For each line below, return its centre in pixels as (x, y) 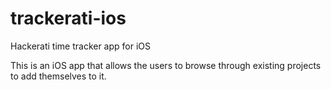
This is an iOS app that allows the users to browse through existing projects (166, 65)
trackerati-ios (68, 18)
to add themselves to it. (58, 76)
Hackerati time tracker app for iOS (81, 46)
